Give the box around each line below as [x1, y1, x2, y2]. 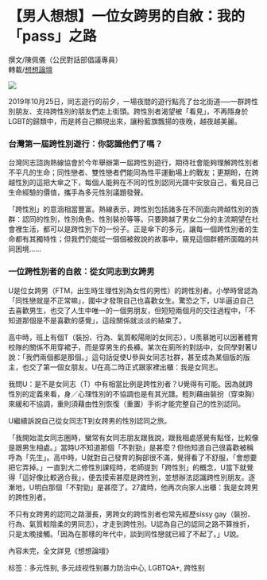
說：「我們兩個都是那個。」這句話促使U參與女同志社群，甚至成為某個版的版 [8, 352, 250, 362]
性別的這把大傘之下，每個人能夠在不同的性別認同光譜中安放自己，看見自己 [14, 178, 259, 188]
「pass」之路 [8, 27, 97, 45]
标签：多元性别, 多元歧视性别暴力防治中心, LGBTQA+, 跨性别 [8, 563, 205, 572]
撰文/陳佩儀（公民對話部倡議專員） [8, 55, 123, 64]
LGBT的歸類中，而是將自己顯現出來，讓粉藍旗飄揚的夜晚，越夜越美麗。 [8, 116, 242, 126]
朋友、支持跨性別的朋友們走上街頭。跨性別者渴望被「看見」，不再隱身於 [14, 106, 249, 116]
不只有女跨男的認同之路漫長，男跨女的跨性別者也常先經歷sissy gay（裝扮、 [8, 509, 255, 519]
